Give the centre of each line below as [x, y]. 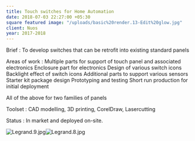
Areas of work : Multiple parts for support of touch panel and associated [93, 62]
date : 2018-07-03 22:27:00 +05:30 [48, 17]
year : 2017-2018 [26, 33]
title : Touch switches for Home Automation [60, 11]
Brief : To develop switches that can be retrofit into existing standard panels [98, 50]
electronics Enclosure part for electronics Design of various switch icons [94, 68]
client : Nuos [22, 28]
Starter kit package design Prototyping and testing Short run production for [97, 80]
